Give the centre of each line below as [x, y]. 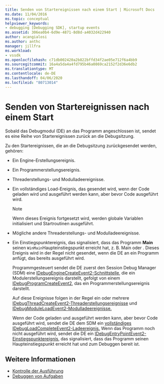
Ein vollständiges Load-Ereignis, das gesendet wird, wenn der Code [81, 189]
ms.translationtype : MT [29, 69]
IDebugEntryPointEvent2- [121, 333]
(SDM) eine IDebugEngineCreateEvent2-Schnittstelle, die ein [73, 273]
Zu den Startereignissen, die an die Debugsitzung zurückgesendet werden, [81, 146]
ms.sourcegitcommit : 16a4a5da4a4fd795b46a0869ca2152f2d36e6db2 [71, 64]
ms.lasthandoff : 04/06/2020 [34, 78]
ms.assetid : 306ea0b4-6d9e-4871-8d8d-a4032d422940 [58, 32]
